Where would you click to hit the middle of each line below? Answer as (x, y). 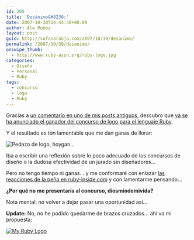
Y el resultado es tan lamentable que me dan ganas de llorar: (79, 133)
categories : (20, 60)
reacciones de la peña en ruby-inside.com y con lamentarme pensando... (94, 179)
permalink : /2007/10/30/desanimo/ (48, 44)
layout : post (22, 33)
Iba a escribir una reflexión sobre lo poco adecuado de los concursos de (93, 155)
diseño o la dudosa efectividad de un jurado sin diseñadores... (81, 162)
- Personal (25, 71)
